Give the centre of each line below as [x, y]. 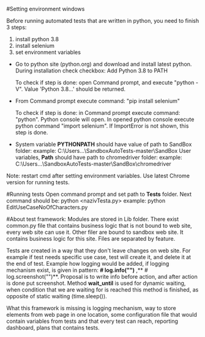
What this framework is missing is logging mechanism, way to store [91, 308]
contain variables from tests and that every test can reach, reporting [92, 321]
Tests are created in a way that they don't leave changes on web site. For [99, 250]
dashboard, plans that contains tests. [53, 327]
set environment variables [48, 52]
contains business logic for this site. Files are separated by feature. [91, 238]
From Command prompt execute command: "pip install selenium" [98, 101]
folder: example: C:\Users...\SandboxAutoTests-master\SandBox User [103, 151]
